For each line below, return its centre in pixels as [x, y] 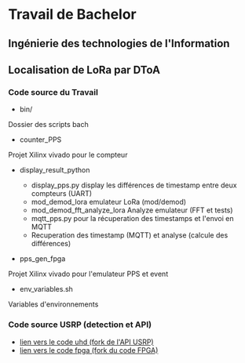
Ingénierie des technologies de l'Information [119, 44]
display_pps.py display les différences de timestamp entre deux [134, 185]
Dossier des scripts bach [48, 125]
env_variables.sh [46, 289]
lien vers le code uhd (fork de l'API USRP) [87, 342]
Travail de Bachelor [72, 15]
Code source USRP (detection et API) [80, 325]
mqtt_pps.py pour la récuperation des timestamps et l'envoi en [132, 219]
